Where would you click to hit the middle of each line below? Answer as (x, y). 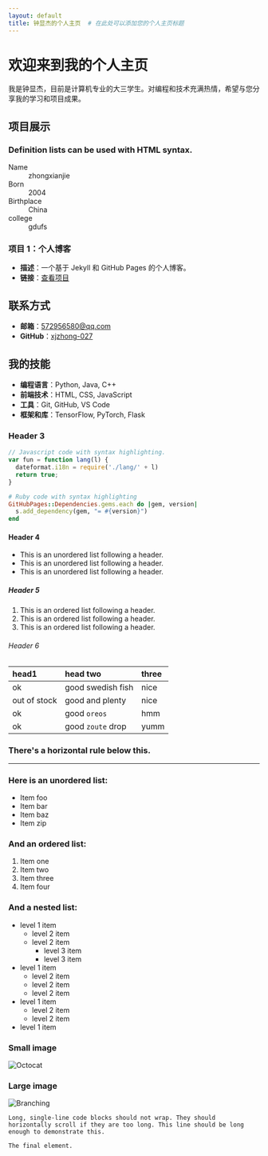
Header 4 (24, 537)
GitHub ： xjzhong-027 (56, 336)
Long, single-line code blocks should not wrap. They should (112, 1118)
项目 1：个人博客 (40, 249)
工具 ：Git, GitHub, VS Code (65, 405)
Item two (34, 870)
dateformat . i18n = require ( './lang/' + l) (87, 468)
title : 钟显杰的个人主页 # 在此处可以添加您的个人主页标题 (97, 23)
